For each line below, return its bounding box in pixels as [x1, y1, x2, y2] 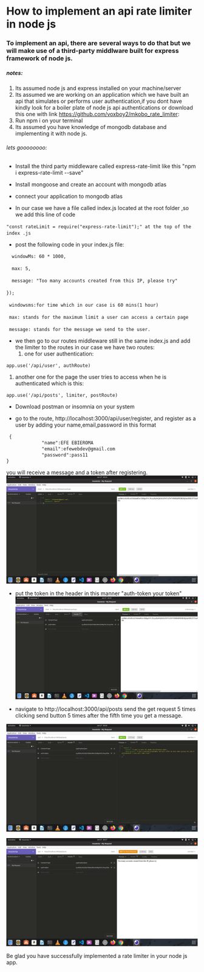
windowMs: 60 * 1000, [12, 254, 67, 260]
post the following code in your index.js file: [15, 241, 124, 248]
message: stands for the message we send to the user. [8, 327, 151, 333]
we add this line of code [15, 211, 76, 219]
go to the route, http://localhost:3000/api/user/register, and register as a [15, 415, 196, 422]
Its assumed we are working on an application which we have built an [15, 91, 189, 99]
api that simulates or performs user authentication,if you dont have [15, 97, 182, 105]
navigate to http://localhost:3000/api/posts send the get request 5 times [15, 705, 196, 713]
